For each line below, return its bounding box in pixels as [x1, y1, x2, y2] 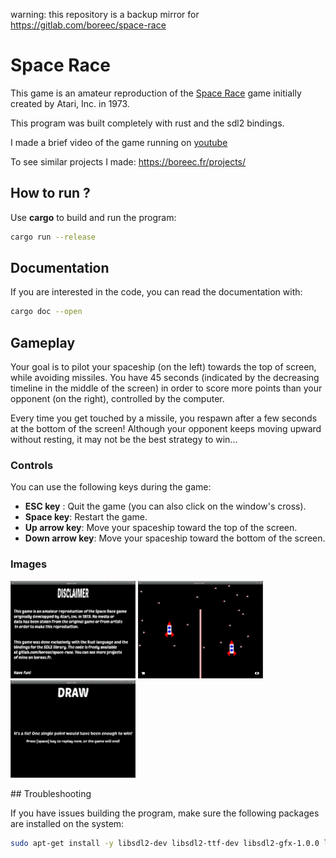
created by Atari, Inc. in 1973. [10, 97, 130, 109]
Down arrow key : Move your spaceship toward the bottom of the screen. [24, 532, 326, 544]
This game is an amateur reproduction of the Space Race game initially [10, 87, 302, 99]
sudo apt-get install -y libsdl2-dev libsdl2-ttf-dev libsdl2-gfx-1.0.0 [10, 838, 320, 848]
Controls [10, 459, 54, 473]
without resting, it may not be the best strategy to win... [10, 434, 238, 446]
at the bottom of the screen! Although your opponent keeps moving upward [10, 423, 322, 435]
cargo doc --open [10, 307, 83, 317]
